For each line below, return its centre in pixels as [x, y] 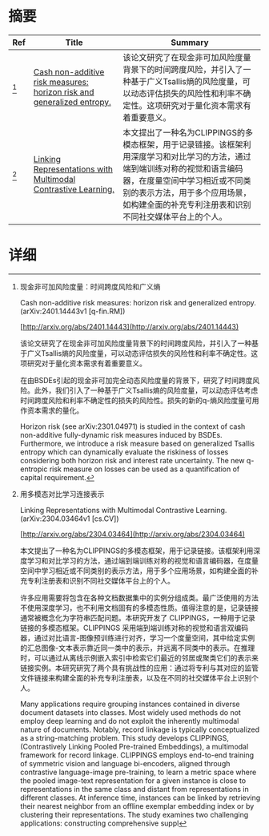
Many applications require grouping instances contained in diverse [130, 704]
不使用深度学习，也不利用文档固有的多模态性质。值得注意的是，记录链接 [139, 608]
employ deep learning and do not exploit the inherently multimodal [129, 721]
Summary [190, 42]
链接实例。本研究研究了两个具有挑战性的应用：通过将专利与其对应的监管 [139, 668]
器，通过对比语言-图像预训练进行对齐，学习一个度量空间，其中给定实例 [137, 637]
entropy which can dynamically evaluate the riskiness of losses [124, 452]
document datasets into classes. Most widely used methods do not [130, 712]
